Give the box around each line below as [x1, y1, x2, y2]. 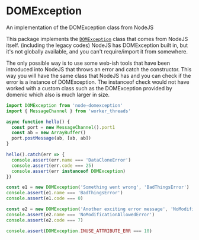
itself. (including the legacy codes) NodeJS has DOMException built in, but [6, 42, 188, 49]
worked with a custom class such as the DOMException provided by [6, 84, 173, 91]
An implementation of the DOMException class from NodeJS [6, 24, 154, 31]
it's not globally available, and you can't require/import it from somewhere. [6, 48, 188, 55]
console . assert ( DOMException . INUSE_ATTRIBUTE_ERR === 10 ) [6, 228, 152, 234]
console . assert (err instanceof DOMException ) [11, 168, 126, 174]
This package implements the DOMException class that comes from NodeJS [6, 35, 188, 42]
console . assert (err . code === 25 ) [11, 162, 94, 169]
